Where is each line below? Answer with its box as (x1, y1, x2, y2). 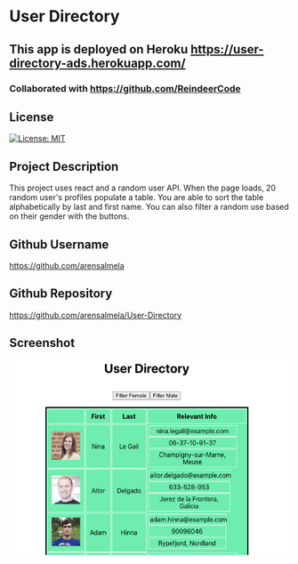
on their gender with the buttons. (9, 211, 130, 222)
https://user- (190, 42, 264, 57)
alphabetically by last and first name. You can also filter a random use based (9, 202, 289, 213)
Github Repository (9, 286, 113, 302)
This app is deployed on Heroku (9, 42, 189, 57)
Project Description (9, 158, 119, 174)
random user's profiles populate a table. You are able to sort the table (9, 192, 264, 203)
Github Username (9, 237, 109, 252)
